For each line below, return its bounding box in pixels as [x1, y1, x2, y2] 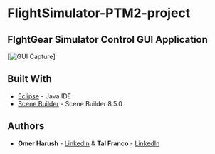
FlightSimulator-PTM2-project [7, 5, 191, 21]
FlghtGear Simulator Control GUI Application [7, 34, 209, 46]
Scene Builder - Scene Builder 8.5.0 [17, 99, 123, 108]
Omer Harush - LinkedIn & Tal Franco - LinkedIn [17, 139, 160, 148]
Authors [7, 120, 45, 133]
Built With [7, 73, 52, 85]
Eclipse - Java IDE [17, 91, 71, 101]
